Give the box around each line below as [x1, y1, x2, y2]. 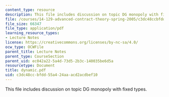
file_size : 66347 [5, 21, 42, 26]
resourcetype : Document [5, 63, 55, 68]
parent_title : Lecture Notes [5, 49, 66, 54]
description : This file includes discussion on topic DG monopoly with [5, 12, 158, 17]
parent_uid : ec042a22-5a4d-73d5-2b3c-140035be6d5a [5, 58, 114, 63]
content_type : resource [5, 7, 55, 12]
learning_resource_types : [5, 30, 59, 35]
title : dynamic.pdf [5, 68, 46, 73]
